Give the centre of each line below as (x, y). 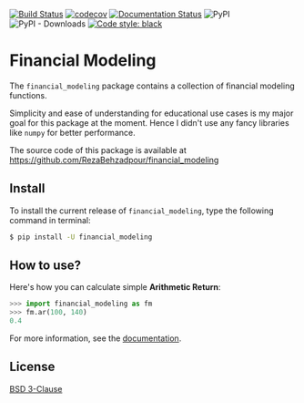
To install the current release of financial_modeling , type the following (142, 211)
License (32, 367)
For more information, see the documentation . (96, 338)
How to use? (46, 266)
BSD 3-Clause (36, 388)
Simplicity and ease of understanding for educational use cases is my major (152, 113)
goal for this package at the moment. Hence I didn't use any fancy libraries (149, 122)
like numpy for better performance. (72, 132)
